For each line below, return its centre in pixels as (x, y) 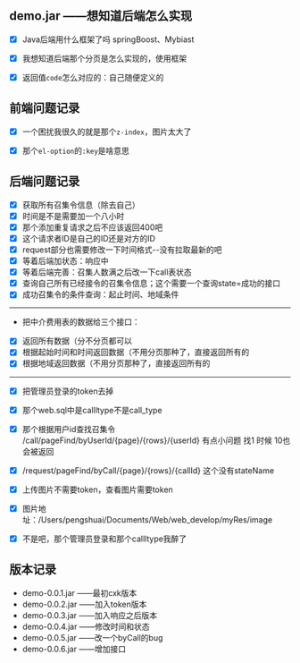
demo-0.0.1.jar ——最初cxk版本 (79, 592)
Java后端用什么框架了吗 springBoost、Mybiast (108, 39)
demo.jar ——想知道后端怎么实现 (101, 16)
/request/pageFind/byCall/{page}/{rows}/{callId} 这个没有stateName (148, 470)
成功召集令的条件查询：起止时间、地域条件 (100, 294)
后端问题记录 (45, 182)
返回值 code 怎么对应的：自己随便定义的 (93, 77)
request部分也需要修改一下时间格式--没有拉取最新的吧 (122, 250)
